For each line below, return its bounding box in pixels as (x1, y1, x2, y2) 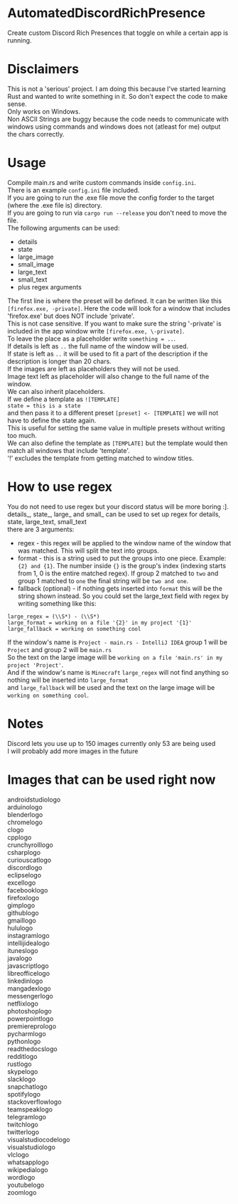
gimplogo (7, 901, 36, 910)
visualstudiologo (7, 1143, 55, 1151)
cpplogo (7, 833, 32, 841)
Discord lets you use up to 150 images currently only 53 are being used (7, 739, 216, 747)
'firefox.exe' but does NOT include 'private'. (7, 311, 135, 320)
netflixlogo (7, 999, 39, 1008)
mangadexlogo (7, 984, 51, 993)
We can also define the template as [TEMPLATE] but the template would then (7, 439, 228, 447)
